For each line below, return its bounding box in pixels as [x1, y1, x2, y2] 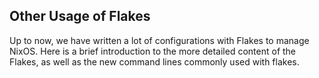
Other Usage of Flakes [9, 8, 151, 25]
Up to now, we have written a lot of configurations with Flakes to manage [9, 34, 310, 46]
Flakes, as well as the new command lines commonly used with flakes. [9, 55, 300, 68]
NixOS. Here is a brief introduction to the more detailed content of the [9, 45, 297, 57]
